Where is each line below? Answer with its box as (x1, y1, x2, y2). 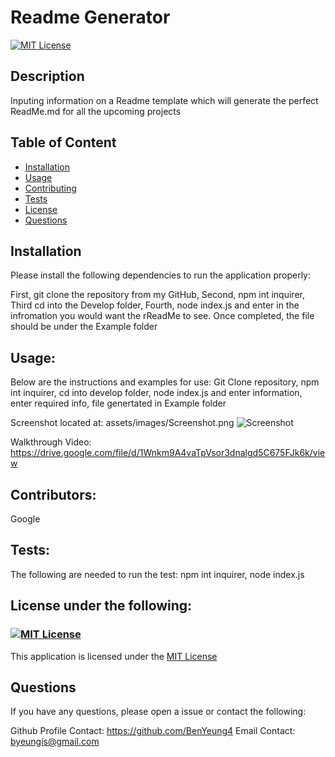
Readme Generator (10, 6, 171, 29)
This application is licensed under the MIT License (10, 650, 218, 662)
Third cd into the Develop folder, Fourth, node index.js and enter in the (10, 299, 300, 311)
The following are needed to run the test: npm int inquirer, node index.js (10, 568, 305, 580)
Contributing (24, 182, 77, 194)
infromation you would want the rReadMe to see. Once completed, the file (10, 310, 315, 322)
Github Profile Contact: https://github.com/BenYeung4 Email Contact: (10, 725, 296, 737)
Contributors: (10, 486, 97, 503)
